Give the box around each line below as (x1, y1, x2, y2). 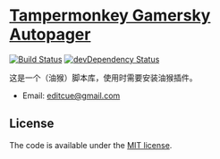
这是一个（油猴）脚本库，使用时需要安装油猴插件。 (9, 72, 198, 83)
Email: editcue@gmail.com (21, 90, 121, 101)
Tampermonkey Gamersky (9, 5, 211, 26)
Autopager (9, 24, 91, 45)
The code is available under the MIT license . (9, 139, 173, 150)
